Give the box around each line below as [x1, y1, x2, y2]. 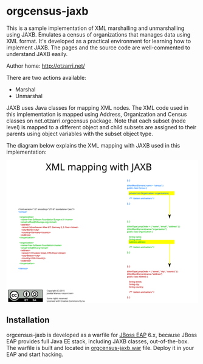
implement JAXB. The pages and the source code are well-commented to [6, 44, 190, 51]
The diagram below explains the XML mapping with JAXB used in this [6, 141, 181, 149]
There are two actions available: [6, 74, 86, 81]
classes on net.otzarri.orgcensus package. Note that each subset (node [6, 117, 187, 124]
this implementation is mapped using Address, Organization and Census [6, 110, 187, 118]
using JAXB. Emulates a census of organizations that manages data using [6, 30, 191, 38]
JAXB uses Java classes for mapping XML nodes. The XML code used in [6, 104, 189, 111]
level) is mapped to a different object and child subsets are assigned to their [6, 123, 197, 130]
